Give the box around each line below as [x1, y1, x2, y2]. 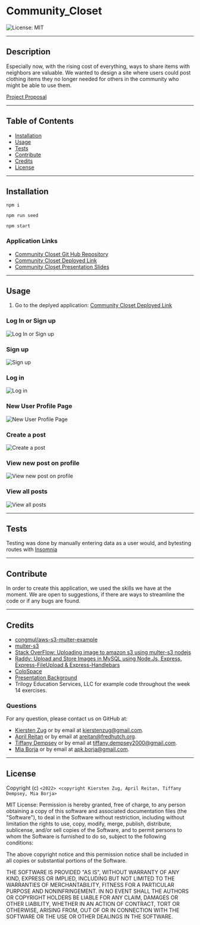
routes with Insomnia [6, 546, 58, 553]
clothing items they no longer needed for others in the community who [6, 75, 180, 82]
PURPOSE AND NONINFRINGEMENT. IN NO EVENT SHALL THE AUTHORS [6, 887, 189, 895]
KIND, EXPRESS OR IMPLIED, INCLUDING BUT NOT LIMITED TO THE [6, 875, 175, 882]
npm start [6, 223, 31, 229]
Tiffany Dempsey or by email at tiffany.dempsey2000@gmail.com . [14, 740, 177, 747]
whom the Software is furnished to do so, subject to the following [6, 833, 167, 840]
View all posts [6, 487, 48, 496]
